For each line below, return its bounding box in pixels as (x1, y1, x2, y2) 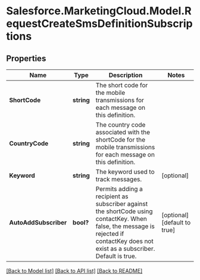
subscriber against (95, 200, 148, 208)
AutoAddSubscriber (9, 219, 67, 226)
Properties (6, 53, 46, 63)
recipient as (95, 192, 129, 201)
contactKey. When (95, 215, 147, 223)
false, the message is (95, 222, 155, 230)
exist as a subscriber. (95, 245, 155, 253)
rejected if (95, 230, 124, 238)
